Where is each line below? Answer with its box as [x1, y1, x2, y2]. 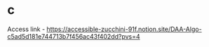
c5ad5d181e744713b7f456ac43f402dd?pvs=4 [7, 32, 140, 40]
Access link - [7, 25, 46, 33]
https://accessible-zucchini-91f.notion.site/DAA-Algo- [46, 25, 202, 33]
